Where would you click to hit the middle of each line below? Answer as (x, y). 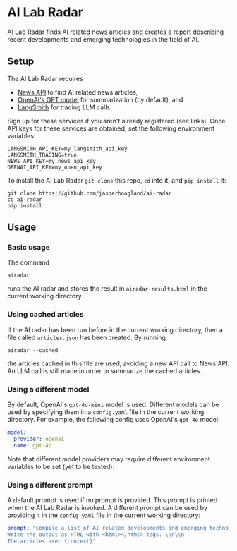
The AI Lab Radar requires (45, 78)
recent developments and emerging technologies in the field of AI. (103, 39)
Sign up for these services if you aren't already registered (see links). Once (116, 121)
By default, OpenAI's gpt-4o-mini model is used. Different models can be (114, 405)
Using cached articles (45, 315)
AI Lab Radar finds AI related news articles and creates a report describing (116, 32)
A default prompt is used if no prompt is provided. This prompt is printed (113, 500)
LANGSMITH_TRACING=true (42, 155)
